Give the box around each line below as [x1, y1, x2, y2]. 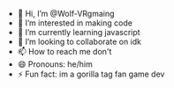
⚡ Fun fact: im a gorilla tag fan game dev [17, 69, 165, 79]
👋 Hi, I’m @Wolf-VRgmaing [17, 9, 115, 18]
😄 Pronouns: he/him [17, 59, 93, 70]
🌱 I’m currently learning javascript [17, 27, 140, 37]
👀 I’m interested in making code [17, 18, 132, 28]
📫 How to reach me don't [17, 47, 112, 56]
